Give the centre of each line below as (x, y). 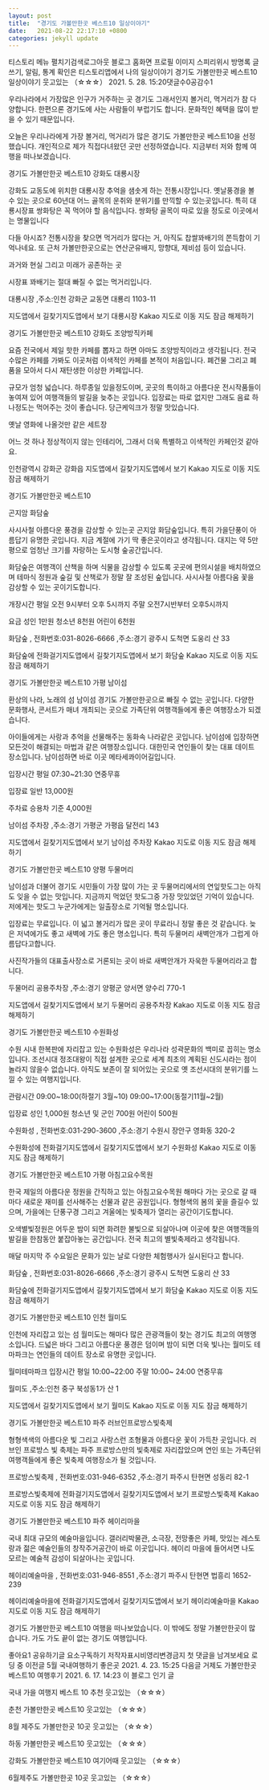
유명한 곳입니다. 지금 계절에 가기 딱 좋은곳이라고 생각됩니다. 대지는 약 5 (141, 540)
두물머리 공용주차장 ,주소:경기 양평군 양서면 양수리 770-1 (97, 988)
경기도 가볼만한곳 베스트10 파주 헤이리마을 (74, 1521)
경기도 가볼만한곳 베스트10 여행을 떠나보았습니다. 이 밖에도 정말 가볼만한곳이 (128, 1629)
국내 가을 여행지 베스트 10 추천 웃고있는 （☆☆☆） (89, 1693)
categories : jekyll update (53, 38)
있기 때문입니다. (50, 119)
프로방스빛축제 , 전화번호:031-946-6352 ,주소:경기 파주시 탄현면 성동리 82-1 (128, 1477)
